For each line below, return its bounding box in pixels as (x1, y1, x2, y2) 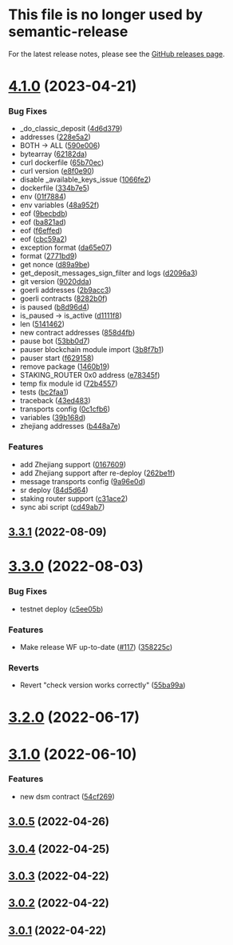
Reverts (8, 662, 40, 673)
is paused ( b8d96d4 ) (19, 302, 90, 312)
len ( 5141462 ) (19, 319, 65, 329)
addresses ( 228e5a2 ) (19, 132, 92, 142)
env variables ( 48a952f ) (19, 200, 100, 210)
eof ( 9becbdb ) (19, 209, 68, 218)
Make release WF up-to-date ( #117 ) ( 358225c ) (19, 642, 173, 651)
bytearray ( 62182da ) (19, 150, 88, 159)
